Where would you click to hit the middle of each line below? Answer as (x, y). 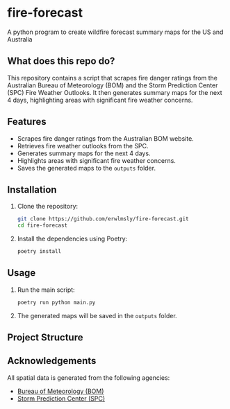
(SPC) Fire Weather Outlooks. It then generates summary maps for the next (115, 92)
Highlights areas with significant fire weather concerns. (96, 160)
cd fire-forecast (42, 226)
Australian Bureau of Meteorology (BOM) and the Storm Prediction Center (113, 85)
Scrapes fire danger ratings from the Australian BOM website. (106, 138)
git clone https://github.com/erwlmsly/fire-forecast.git (103, 219)
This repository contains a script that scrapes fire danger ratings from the (112, 78)
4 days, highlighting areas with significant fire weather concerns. (100, 100)
